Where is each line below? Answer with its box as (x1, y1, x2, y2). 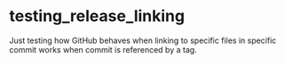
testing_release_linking (9, 6, 185, 26)
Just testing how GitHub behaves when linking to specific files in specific (9, 35, 277, 46)
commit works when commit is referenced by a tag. (9, 44, 197, 54)
